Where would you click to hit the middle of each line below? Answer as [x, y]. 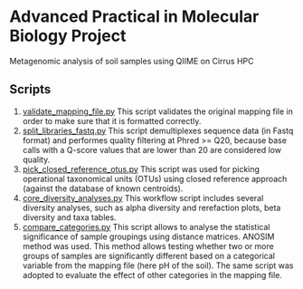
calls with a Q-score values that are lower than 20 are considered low [152, 149]
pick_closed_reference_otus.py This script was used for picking [141, 169]
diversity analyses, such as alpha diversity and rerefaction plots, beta [151, 207]
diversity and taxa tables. [69, 217]
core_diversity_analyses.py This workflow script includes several [143, 197]
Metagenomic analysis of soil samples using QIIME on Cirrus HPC [132, 61]
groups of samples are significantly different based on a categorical [149, 255]
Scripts [30, 89]
